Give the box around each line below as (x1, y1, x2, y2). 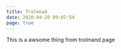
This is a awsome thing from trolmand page (6, 36, 116, 44)
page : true (6, 20, 34, 26)
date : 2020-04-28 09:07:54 (6, 14, 75, 20)
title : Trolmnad (6, 8, 47, 15)
